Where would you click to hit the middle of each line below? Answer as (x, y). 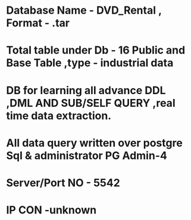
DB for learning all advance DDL (86, 90)
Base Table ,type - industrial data (90, 63)
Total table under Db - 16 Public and (96, 50)
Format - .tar (38, 23)
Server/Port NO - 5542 (63, 183)
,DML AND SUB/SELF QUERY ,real (91, 103)
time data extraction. (59, 115)
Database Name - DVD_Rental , (84, 10)
